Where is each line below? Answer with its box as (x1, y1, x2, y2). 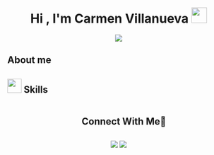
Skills (23, 84, 48, 96)
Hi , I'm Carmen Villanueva (30, 11, 189, 27)
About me (7, 54, 52, 67)
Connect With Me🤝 (81, 115, 167, 127)
